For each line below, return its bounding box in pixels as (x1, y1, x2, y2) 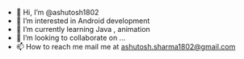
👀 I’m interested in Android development (15, 16, 150, 26)
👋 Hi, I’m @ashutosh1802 (15, 8, 99, 17)
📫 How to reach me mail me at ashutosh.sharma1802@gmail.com (15, 42, 236, 51)
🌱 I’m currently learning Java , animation (15, 25, 151, 33)
